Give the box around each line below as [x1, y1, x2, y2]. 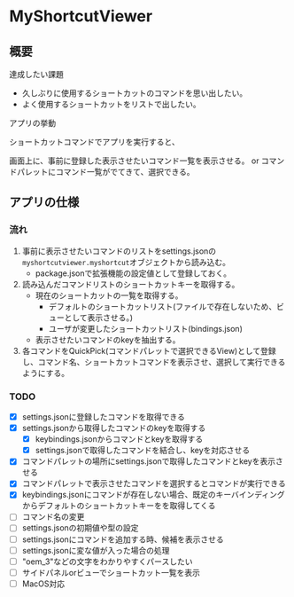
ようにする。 [21, 367, 69, 378]
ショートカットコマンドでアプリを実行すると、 [9, 137, 180, 147]
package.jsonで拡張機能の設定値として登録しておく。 [35, 268, 232, 279]
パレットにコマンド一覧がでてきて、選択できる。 [16, 167, 195, 177]
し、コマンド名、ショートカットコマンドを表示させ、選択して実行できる [21, 357, 286, 367]
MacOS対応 [21, 578, 65, 589]
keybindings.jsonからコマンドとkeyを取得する [35, 434, 204, 444]
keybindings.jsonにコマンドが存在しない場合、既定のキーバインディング [21, 490, 285, 500]
